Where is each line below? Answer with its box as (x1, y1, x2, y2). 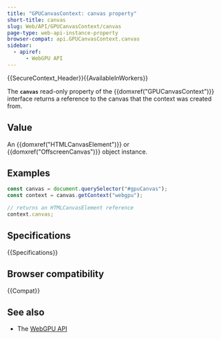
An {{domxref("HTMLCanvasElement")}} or (7, 140, 129, 148)
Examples (7, 167, 50, 179)
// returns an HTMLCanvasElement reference (7, 205, 134, 212)
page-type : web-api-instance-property (7, 29, 118, 37)
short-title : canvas (7, 17, 67, 23)
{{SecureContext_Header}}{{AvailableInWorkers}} (7, 74, 149, 82)
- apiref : (13, 49, 41, 56)
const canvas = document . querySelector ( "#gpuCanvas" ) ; (7, 185, 168, 193)
